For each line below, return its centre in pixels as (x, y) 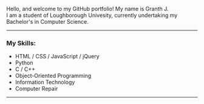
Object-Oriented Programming (53, 76)
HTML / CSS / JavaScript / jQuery (57, 57)
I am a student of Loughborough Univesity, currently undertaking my (92, 15)
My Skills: (21, 43)
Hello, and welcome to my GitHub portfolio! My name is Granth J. (87, 9)
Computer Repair (36, 89)
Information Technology (45, 82)
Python (24, 63)
